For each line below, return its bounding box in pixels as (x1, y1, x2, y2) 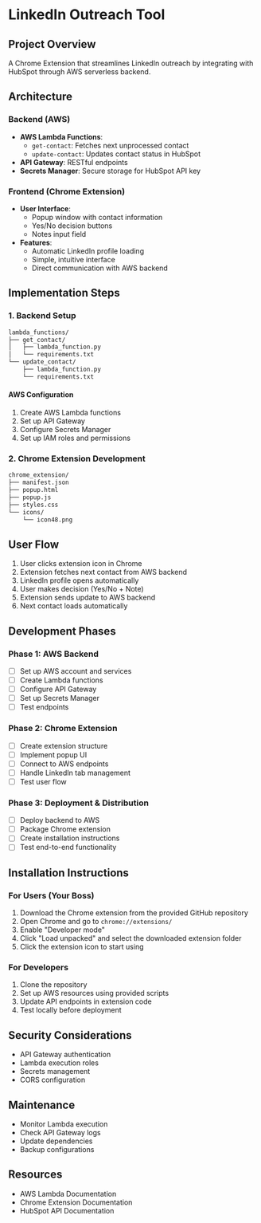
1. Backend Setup (8, 310, 77, 321)
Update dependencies (19, 1136, 93, 1146)
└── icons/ (8, 508, 45, 516)
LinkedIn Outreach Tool (8, 6, 166, 24)
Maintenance (8, 1098, 76, 1111)
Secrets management (19, 1067, 91, 1076)
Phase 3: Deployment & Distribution (8, 797, 150, 808)
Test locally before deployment (19, 1005, 122, 1015)
